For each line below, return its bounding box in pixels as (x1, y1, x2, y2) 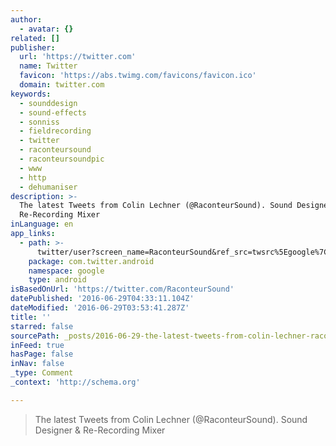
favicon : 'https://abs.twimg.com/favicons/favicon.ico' (19, 71, 257, 81)
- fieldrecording (19, 126, 92, 136)
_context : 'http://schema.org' (10, 377, 141, 387)
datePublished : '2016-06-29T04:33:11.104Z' (10, 294, 195, 304)
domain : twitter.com (19, 80, 105, 90)
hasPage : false (10, 349, 74, 360)
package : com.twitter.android (28, 256, 155, 266)
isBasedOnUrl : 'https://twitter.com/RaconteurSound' (10, 284, 235, 295)
